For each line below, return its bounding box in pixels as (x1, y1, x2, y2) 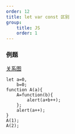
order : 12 (6, 8, 30, 15)
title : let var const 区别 (6, 14, 70, 20)
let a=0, (6, 77, 27, 83)
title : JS (16, 25, 41, 31)
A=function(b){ (16, 92, 53, 98)
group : (6, 19, 22, 25)
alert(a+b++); (27, 97, 61, 103)
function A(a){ (6, 87, 43, 93)
